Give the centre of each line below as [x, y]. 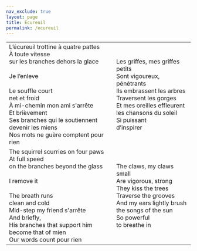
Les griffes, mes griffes [148, 62]
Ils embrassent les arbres [151, 91]
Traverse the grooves [146, 196]
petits [124, 69]
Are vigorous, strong [145, 181]
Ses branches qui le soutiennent [53, 120]
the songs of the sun [145, 211]
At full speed [26, 159]
